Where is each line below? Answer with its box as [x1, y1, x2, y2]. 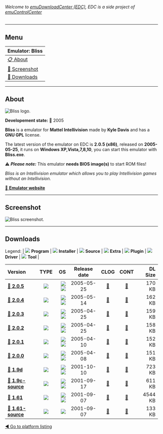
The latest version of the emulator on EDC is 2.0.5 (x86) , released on [5, 141, 144, 147]
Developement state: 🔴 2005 [5, 117, 64, 123]
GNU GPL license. [5, 132, 41, 138]
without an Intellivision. [5, 175, 51, 181]
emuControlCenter [5, 9, 42, 15]
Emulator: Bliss [7, 47, 43, 54]
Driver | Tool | [5, 254, 40, 260]
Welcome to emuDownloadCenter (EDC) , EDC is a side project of [5, 4, 135, 10]
